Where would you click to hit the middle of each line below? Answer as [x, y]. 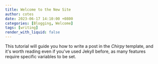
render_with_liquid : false [33, 32]
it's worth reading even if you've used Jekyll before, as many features [75, 51]
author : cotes [20, 14]
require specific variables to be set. [41, 56]
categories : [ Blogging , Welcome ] [39, 23]
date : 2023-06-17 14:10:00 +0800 [39, 19]
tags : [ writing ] [22, 28]
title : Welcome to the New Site [38, 10]
